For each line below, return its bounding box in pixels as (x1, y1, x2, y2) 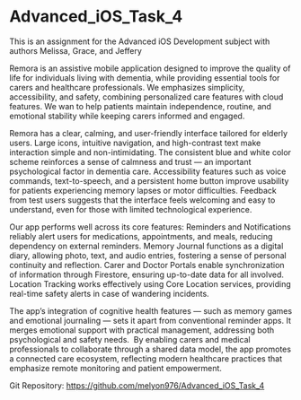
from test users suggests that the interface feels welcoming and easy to (9, 195, 276, 205)
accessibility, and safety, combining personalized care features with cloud (9, 91, 284, 102)
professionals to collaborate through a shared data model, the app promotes (9, 343, 292, 354)
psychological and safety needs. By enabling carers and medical (9, 334, 251, 344)
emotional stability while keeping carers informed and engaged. (9, 110, 245, 121)
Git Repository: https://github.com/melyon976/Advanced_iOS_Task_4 (9, 379, 265, 391)
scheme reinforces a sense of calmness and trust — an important (9, 156, 252, 167)
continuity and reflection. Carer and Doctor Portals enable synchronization (9, 259, 285, 270)
